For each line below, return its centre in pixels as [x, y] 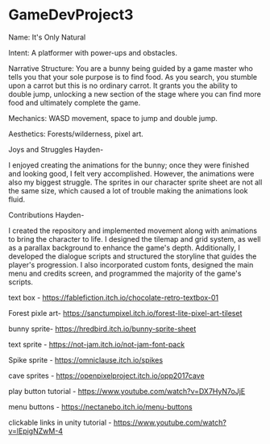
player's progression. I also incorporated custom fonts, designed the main [131, 264]
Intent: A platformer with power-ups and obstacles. [93, 52]
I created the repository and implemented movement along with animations [133, 230]
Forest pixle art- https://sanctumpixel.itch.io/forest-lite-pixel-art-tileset [125, 313]
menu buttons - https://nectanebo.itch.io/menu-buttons [100, 407]
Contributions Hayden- [46, 214]
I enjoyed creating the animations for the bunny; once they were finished [129, 165]
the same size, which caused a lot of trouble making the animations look [128, 190]
